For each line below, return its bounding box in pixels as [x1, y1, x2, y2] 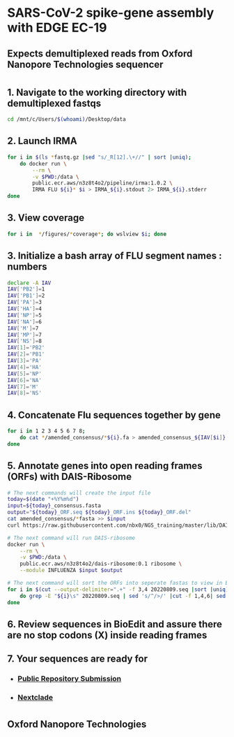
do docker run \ [19, 160, 68, 167]
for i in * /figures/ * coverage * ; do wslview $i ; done [7, 231, 167, 238]
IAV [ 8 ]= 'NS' [7, 390, 42, 397]
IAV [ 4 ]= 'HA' [7, 363, 42, 371]
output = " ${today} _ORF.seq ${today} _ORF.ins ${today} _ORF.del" [7, 509, 192, 516]
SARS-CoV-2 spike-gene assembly [7, 5, 214, 21]
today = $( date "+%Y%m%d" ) [7, 496, 79, 503]
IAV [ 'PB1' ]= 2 [7, 292, 45, 300]
